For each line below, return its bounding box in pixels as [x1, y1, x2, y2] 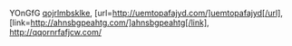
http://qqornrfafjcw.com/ [9, 27, 102, 37]
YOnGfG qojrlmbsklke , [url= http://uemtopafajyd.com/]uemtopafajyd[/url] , [9, 8, 284, 18]
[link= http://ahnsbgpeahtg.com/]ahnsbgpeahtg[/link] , [9, 17, 210, 28]
